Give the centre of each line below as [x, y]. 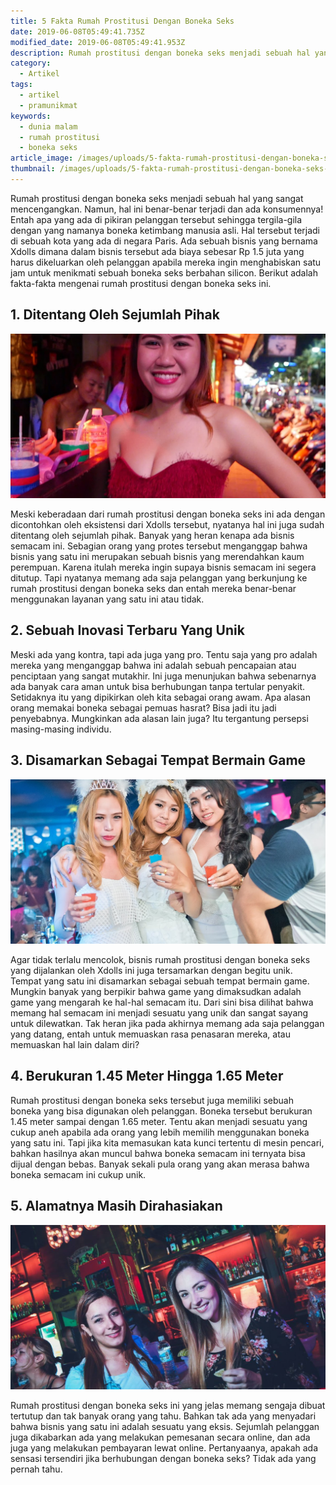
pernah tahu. [36, 1469]
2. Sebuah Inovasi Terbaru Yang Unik [127, 630]
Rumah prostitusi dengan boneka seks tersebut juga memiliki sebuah [152, 1100]
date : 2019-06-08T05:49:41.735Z [77, 31]
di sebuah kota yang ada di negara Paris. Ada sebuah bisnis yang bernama [164, 241]
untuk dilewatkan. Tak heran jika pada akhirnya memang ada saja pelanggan [167, 1023]
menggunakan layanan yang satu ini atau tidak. [107, 599]
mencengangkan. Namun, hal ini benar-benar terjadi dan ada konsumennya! [167, 209]
